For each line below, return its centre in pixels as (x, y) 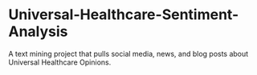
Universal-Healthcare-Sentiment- (124, 15)
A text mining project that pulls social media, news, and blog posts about (128, 53)
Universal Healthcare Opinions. (60, 62)
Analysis (38, 32)
